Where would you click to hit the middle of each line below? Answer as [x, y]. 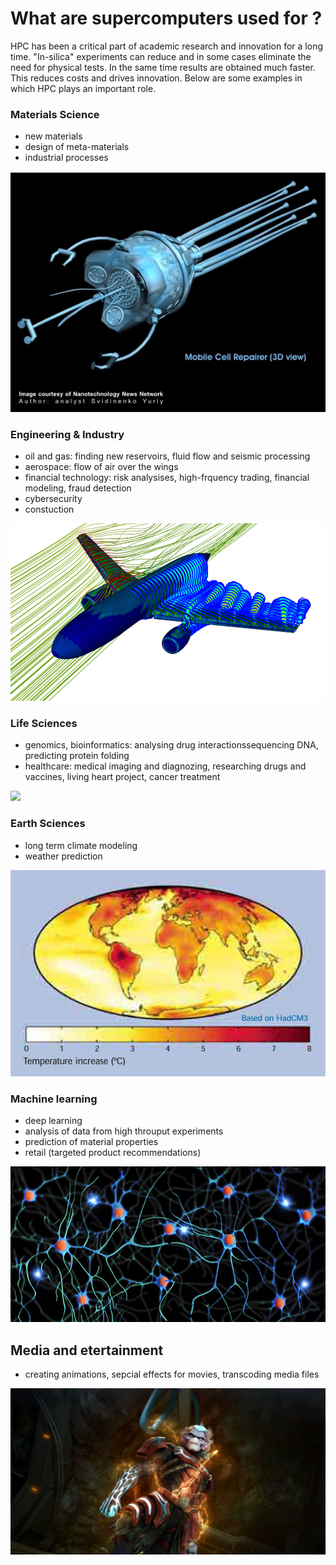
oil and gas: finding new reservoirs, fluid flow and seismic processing [167, 456]
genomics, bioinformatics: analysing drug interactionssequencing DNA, [171, 745]
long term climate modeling [81, 845]
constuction [49, 509]
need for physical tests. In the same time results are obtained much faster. [163, 67]
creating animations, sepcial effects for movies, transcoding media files [172, 1374]
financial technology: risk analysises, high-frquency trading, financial [167, 478]
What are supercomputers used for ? [166, 18]
